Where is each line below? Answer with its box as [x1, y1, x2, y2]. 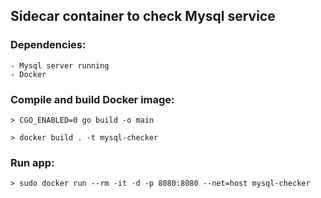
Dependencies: [10, 38, 87, 52]
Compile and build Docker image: [10, 92, 175, 106]
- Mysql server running [10, 60, 110, 71]
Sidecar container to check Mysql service [10, 8, 276, 25]
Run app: [10, 155, 55, 169]
